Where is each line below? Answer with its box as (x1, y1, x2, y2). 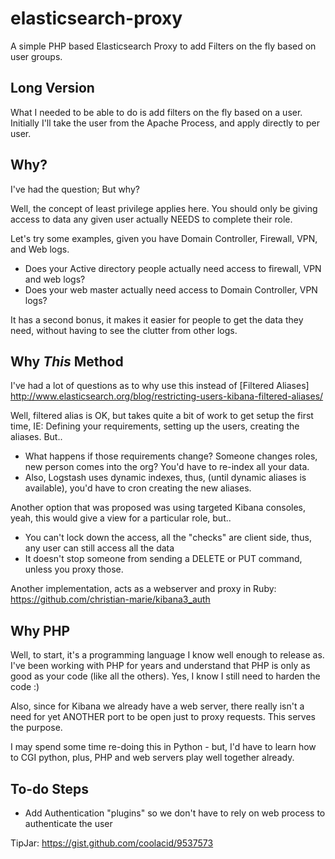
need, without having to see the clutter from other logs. (10, 324, 238, 336)
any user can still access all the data (24, 542, 175, 554)
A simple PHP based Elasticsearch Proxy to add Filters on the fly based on (10, 40, 317, 52)
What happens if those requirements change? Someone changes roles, (24, 450, 318, 462)
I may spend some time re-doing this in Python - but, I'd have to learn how (10, 741, 317, 753)
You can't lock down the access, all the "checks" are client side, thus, (24, 532, 312, 544)
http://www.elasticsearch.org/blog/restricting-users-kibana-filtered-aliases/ (10, 390, 324, 402)
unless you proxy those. (24, 563, 124, 576)
